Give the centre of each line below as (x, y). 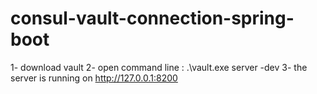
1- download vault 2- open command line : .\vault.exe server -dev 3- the (159, 67)
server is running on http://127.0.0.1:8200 (94, 78)
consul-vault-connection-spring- (152, 18)
